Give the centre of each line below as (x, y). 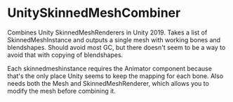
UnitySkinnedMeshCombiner (94, 13)
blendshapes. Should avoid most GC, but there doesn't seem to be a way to (116, 47)
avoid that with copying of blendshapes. (65, 55)
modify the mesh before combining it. (61, 91)
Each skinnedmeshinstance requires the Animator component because (110, 68)
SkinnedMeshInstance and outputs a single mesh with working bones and (114, 39)
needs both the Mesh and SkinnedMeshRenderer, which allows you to (108, 83)
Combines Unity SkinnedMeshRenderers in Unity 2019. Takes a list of (107, 32)
